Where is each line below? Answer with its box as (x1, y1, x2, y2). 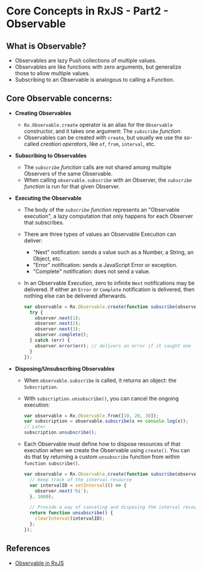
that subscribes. (23, 218, 64, 226)
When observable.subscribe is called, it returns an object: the (23, 377, 177, 384)
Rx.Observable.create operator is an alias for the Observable (23, 121, 173, 128)
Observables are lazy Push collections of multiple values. (14, 57, 157, 64)
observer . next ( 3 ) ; (35, 326, 81, 332)
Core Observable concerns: (6, 93, 112, 103)
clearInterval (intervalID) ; (35, 515, 105, 521)
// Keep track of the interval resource (29, 476, 132, 482)
